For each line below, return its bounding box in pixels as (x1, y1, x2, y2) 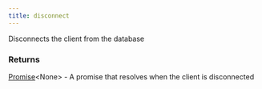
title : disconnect (8, 11, 70, 20)
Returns (8, 54, 40, 65)
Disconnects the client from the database (8, 34, 145, 43)
